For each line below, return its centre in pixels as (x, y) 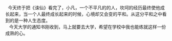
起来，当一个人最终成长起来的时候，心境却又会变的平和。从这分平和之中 (86, 14)
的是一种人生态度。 (30, 21)
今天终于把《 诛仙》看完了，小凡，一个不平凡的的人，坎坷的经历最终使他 (84, 8)
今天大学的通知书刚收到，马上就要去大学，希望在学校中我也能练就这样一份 (88, 27)
